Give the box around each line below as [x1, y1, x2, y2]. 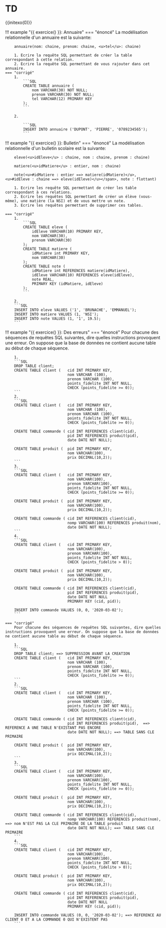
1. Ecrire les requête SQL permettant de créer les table [14, 185, 137, 190]
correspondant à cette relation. [5, 57, 75, 62]
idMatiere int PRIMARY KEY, [31, 251, 90, 256]
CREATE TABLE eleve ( [23, 225, 68, 230]
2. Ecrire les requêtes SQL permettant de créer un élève [14, 194, 137, 199]
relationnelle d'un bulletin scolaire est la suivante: [5, 145, 106, 151]
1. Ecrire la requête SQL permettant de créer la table [14, 53, 133, 58]
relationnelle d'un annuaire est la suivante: [5, 34, 92, 40]
